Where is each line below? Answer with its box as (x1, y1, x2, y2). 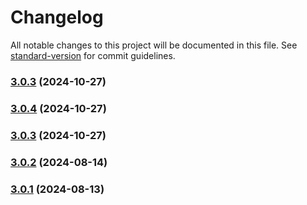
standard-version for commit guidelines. (10, 49, 176, 61)
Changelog (10, 6, 104, 29)
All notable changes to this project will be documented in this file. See (10, 39, 298, 51)
